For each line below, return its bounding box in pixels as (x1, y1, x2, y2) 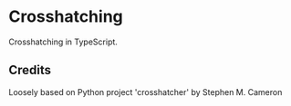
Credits (8, 63, 52, 78)
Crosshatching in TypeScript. (8, 36, 118, 47)
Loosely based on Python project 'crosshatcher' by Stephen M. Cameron (8, 86, 283, 97)
